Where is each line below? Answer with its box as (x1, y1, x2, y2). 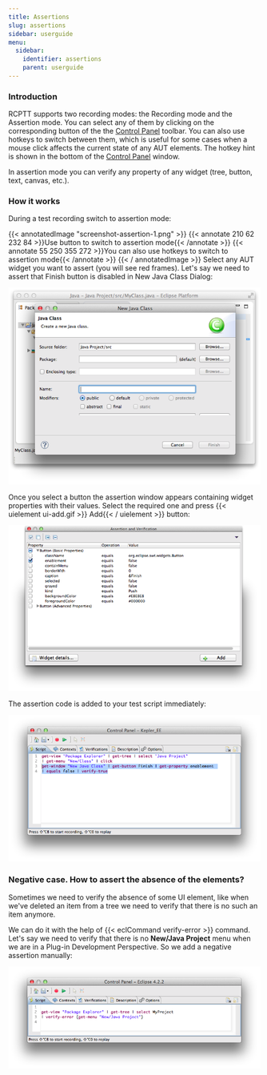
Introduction (8, 90, 58, 102)
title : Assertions (8, 13, 70, 21)
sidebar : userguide (8, 30, 74, 38)
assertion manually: (8, 950, 74, 960)
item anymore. (8, 909, 56, 919)
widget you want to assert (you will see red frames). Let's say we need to (8, 263, 250, 273)
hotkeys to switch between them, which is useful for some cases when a (8, 134, 248, 144)
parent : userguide (22, 64, 84, 72)
